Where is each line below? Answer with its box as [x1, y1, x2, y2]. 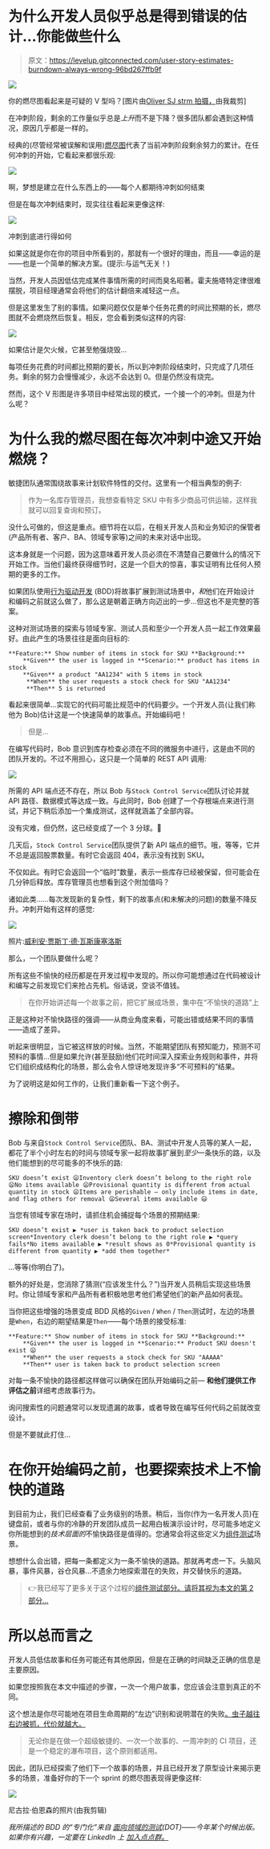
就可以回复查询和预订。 [27, 505, 106, 514]
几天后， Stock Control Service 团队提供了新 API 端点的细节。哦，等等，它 [8, 840, 254, 849]
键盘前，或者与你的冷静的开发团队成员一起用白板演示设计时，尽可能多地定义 [8, 1519, 261, 1528]
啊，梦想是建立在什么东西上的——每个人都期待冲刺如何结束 [8, 182, 205, 192]
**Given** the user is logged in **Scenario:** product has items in [22, 656, 260, 664]
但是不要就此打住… [8, 1429, 71, 1439]
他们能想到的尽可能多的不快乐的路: [8, 1158, 123, 1167]
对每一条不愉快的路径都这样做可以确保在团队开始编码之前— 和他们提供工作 [8, 1375, 256, 1385]
